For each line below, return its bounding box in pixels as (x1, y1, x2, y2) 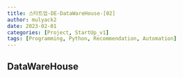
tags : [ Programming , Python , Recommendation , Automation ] (7, 35, 177, 42)
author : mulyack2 (7, 16, 57, 23)
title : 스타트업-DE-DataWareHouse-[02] (7, 10, 116, 17)
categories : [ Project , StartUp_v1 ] (7, 29, 109, 36)
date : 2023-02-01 (7, 22, 57, 29)
